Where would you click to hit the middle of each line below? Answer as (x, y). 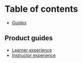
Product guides (29, 38)
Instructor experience (34, 55)
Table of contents (41, 9)
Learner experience (32, 50)
